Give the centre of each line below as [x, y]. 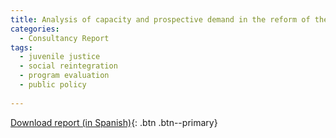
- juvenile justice [60, 57]
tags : [21, 47]
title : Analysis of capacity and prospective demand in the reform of [160, 19]
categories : [35, 29]
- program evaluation [64, 76]
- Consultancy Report [64, 38]
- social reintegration [68, 66]
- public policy [53, 85]
